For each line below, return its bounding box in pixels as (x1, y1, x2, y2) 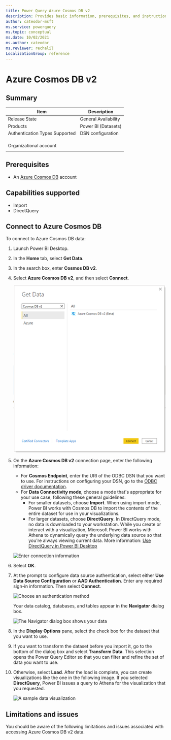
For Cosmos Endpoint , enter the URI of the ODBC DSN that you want (20, 473, 165, 479)
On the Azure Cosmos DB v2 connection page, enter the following (13, 458, 152, 464)
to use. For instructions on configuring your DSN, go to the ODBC (20, 478, 157, 485)
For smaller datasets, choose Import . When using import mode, (28, 500, 161, 506)
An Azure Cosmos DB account (13, 174, 77, 180)
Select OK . (13, 563, 36, 569)
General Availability (80, 116, 120, 122)
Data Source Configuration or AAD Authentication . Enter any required (13, 578, 162, 584)
